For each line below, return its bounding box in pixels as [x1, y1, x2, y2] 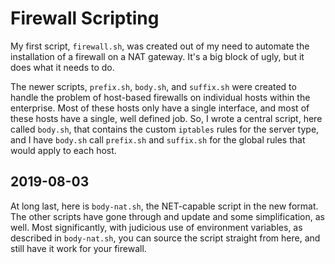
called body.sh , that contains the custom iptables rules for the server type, [10, 123, 320, 135]
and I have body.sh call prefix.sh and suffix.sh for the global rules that [10, 133, 306, 146]
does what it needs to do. [10, 61, 115, 73]
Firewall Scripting [10, 7, 160, 30]
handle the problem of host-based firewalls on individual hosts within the [10, 91, 311, 103]
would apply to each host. [10, 144, 117, 156]
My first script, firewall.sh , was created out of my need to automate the [10, 40, 310, 52]
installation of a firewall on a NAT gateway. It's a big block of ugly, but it [10, 50, 305, 62]
